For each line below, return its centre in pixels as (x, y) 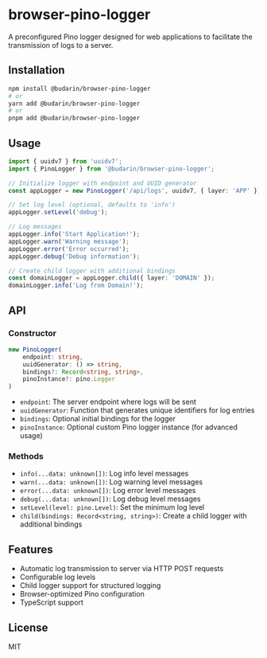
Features (31, 549)
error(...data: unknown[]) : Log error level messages (108, 491)
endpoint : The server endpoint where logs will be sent (108, 402)
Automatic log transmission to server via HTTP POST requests (122, 569)
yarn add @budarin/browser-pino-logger (74, 104)
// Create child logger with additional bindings (92, 271)
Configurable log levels (58, 577)
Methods (26, 456)
